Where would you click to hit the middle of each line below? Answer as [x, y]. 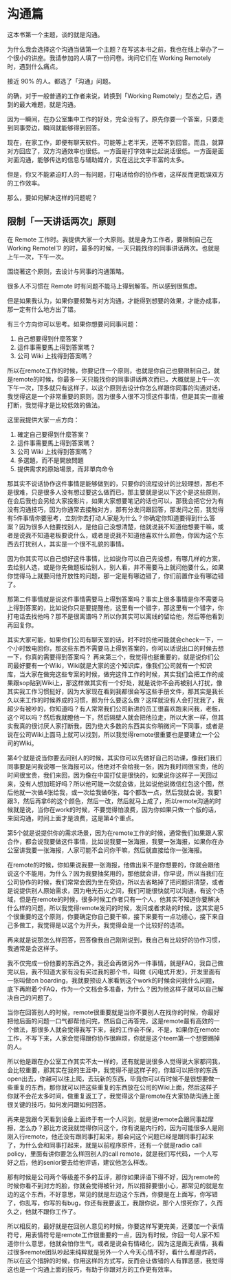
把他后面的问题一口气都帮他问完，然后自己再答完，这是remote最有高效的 [111, 1021]
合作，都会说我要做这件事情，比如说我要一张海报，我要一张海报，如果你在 [112, 841]
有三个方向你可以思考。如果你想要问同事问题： [73, 324]
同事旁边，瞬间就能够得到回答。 [58, 128]
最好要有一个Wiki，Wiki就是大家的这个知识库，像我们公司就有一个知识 [112, 665]
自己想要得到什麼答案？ [50, 338]
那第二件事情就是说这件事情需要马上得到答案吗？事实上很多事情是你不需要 [112, 599]
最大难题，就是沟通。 [49, 104]
